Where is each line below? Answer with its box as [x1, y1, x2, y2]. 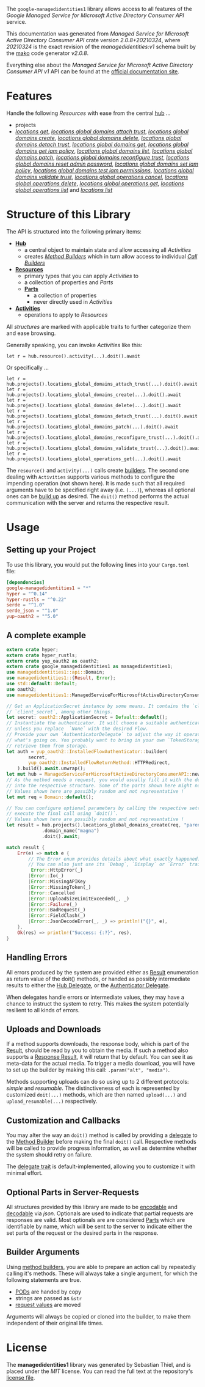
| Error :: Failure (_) [28, 901, 78, 907]
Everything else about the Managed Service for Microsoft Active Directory [6, 61, 193, 68]
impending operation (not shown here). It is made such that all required [6, 479, 185, 487]
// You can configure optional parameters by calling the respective [6, 805, 187, 811]
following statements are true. [6, 1276, 82, 1283]
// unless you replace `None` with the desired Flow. [6, 726, 149, 732]
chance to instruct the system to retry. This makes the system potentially [6, 999, 189, 1007]
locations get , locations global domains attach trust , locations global [15, 128, 189, 135]
